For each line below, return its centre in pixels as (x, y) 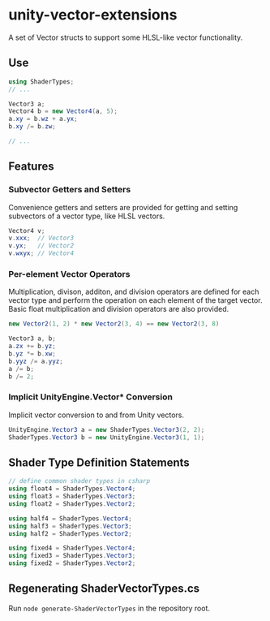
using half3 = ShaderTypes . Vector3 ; (70, 526)
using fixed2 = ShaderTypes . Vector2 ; (72, 563)
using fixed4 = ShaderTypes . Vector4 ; (72, 548)
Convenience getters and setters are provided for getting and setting (123, 207)
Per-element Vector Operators (69, 274)
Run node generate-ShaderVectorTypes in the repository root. (109, 608)
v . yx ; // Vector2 (41, 246)
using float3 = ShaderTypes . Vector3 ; (72, 497)
